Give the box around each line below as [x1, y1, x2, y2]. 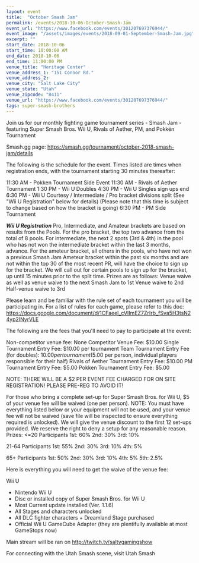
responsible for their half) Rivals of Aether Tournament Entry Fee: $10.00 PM [6, 357, 192, 364]
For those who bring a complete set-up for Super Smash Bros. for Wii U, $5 [6, 393, 190, 400]
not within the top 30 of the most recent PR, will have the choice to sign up [6, 260, 188, 267]
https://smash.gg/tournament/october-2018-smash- [47, 143, 175, 150]
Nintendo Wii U [14, 489, 52, 496]
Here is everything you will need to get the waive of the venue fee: [6, 466, 168, 473]
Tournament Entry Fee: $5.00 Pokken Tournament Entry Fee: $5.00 [6, 364, 170, 371]
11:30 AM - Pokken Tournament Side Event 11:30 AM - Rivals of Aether [6, 179, 178, 186]
